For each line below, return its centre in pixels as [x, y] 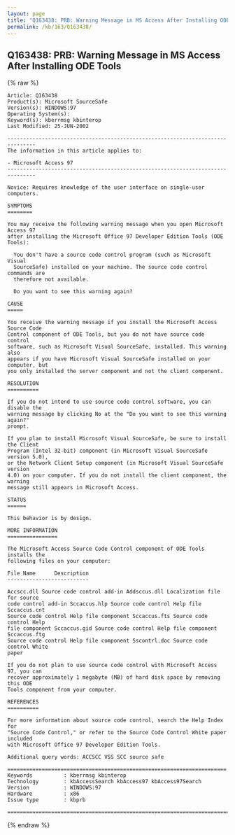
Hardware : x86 [43, 794]
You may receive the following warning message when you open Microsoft [115, 225]
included [20, 739]
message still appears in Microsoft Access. [73, 488]
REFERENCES [23, 702]
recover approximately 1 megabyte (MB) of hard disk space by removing [114, 678]
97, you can [24, 672]
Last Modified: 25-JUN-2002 [48, 127]
